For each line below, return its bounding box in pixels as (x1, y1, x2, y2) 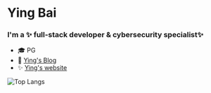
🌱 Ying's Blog (17, 56, 57, 64)
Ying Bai (7, 5, 57, 21)
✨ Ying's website (17, 64, 68, 72)
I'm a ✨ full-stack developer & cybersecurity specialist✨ (7, 30, 204, 40)
